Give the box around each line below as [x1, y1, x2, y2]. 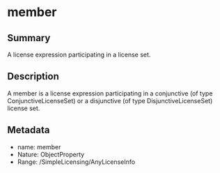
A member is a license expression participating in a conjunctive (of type [7, 89, 213, 98]
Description [7, 70, 59, 82]
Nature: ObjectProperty [17, 150, 85, 158]
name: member [17, 142, 61, 151]
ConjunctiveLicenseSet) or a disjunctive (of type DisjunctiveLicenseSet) [7, 96, 213, 105]
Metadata [7, 124, 50, 136]
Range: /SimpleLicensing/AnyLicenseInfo [17, 158, 136, 166]
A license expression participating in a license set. [7, 50, 151, 59]
